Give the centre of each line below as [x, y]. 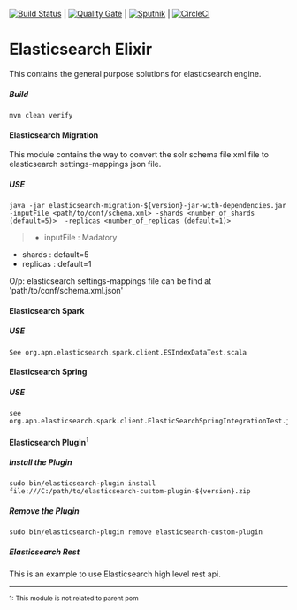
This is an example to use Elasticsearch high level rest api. [115, 574]
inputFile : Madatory [80, 238]
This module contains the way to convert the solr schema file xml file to [139, 155]
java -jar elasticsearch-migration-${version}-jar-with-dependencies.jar [148, 206]
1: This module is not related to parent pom [74, 599]
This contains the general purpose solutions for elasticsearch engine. [135, 73]
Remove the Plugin [44, 511]
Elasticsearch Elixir [81, 50]
